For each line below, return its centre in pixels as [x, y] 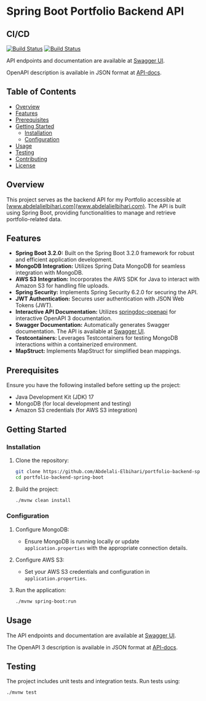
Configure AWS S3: [40, 560]
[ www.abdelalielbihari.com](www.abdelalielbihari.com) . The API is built [96, 206]
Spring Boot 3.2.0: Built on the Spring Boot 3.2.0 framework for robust [105, 253]
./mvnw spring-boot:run [46, 601]
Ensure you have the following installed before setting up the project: [93, 385]
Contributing [31, 159]
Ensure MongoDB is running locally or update [82, 541]
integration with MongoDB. [49, 273]
